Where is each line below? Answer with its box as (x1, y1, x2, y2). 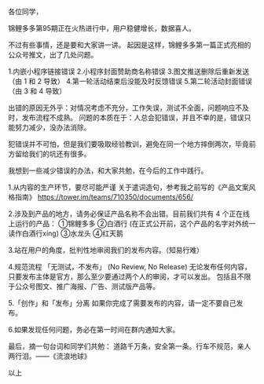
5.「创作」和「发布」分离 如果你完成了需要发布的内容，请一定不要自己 (8, 298, 236, 308)
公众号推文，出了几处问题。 (8, 50, 98, 59)
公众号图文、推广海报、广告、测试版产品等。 (14, 282, 159, 291)
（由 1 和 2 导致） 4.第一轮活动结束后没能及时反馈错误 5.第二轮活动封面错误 (8, 77, 253, 86)
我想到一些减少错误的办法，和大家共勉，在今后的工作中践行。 (8, 166, 208, 175)
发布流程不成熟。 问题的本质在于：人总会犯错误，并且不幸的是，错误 (21, 113, 244, 122)
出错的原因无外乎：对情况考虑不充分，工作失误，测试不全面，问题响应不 (8, 103, 242, 112)
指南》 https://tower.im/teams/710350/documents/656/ (14, 192, 194, 202)
